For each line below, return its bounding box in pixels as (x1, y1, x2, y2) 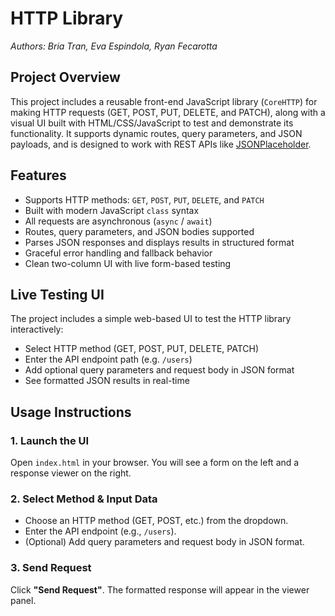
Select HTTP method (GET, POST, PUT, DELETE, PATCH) (24, 343, 260, 355)
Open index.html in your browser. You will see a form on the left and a (10, 457, 300, 469)
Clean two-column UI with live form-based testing (24, 257, 232, 269)
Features (10, 167, 67, 184)
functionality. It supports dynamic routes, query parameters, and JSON (10, 127, 303, 139)
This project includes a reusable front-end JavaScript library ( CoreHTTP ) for (10, 95, 318, 107)
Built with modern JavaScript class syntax (24, 204, 200, 216)
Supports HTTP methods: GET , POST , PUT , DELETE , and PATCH (24, 193, 265, 206)
